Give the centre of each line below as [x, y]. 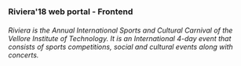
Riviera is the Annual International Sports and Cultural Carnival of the [120, 30]
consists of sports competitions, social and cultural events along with [120, 47]
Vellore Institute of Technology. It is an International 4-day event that [120, 38]
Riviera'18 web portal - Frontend [71, 12]
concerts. [24, 55]
